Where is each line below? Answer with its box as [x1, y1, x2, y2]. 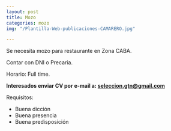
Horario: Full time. [6, 70, 50, 78]
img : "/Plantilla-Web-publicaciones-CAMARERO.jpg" [6, 25, 136, 32]
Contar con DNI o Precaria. [6, 59, 73, 66]
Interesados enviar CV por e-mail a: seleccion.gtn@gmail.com [6, 82, 165, 90]
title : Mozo [6, 14, 36, 20]
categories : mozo [6, 20, 50, 26]
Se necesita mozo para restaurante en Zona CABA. [6, 47, 132, 55]
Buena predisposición [14, 118, 69, 126]
